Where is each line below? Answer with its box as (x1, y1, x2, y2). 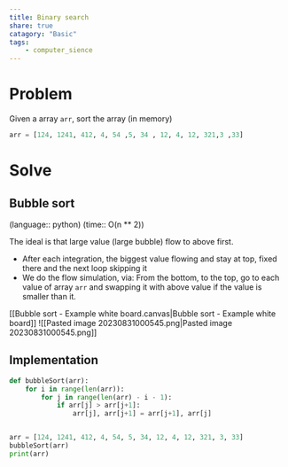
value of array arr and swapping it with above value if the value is (21, 281, 262, 292)
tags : (9, 37, 29, 47)
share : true (9, 21, 53, 30)
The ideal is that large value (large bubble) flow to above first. (9, 236, 234, 246)
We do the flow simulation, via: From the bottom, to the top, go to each (21, 272, 280, 283)
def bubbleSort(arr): (9, 376, 90, 385)
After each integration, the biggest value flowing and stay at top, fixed (21, 253, 277, 264)
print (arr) (9, 449, 50, 458)
